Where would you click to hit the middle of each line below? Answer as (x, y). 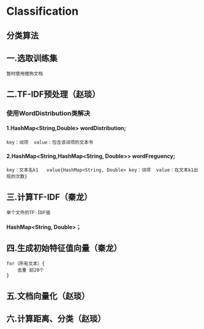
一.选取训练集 (32, 58)
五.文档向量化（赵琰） (48, 296)
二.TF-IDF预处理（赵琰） (53, 94)
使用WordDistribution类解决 (48, 113)
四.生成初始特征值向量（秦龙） (64, 248)
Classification (42, 11)
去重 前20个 (31, 270)
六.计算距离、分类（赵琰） (56, 319)
